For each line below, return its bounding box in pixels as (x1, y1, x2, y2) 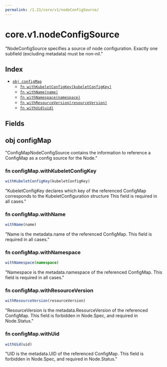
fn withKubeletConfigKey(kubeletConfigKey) (19, 84, 112, 90)
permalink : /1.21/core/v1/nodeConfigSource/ (5, 7, 99, 12)
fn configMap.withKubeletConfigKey (5, 167, 97, 174)
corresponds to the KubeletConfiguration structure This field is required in (5, 193, 158, 199)
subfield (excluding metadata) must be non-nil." (5, 50, 103, 56)
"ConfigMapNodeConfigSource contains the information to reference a (5, 149, 151, 155)
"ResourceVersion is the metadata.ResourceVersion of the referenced (5, 308, 148, 314)
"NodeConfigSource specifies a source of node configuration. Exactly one (5, 45, 158, 51)
